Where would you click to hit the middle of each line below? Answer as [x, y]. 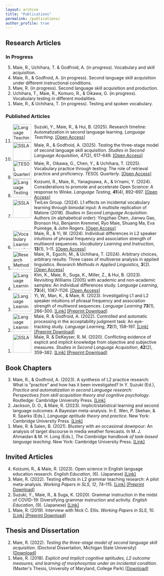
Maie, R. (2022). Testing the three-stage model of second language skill [85, 542]
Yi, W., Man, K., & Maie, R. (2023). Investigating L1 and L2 [91, 296]
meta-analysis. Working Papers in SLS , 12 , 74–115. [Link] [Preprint [78, 484]
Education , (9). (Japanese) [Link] [46, 505]
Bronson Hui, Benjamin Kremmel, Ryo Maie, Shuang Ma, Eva [94, 223]
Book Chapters [29, 368]
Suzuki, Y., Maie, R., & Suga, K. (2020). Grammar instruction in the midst [85, 495]
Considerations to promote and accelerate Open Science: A [94, 187]
